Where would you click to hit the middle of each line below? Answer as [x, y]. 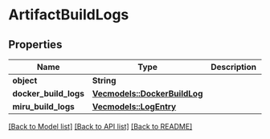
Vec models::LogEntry [134, 106]
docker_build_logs [48, 94]
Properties [35, 45]
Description [234, 67]
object [25, 80]
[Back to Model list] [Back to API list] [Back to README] [100, 127]
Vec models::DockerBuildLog [147, 94]
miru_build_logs [43, 106]
